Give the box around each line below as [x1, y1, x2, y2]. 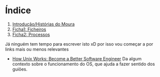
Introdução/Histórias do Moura [12, 21, 75, 27]
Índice [5, 5, 31, 16]
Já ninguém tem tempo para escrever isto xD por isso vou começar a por [5, 41, 154, 47]
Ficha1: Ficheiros [12, 26, 47, 32]
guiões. [12, 66, 28, 72]
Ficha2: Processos [12, 31, 50, 37]
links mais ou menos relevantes [5, 46, 69, 52]
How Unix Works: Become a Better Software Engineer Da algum [12, 55, 142, 61]
